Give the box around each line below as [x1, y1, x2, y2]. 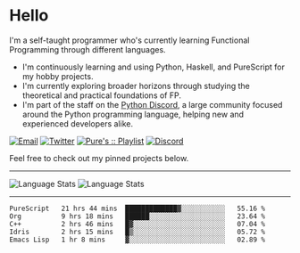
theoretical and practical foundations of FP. [21, 90, 181, 101]
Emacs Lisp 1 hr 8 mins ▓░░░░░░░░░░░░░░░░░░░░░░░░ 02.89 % [9, 235, 266, 244]
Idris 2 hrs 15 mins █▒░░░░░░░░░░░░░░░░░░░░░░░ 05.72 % [9, 227, 266, 236]
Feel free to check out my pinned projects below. [9, 152, 189, 163]
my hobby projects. [21, 70, 94, 81]
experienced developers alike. [21, 118, 134, 129]
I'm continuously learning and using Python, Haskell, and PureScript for [21, 61, 286, 72]
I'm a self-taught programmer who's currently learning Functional [9, 35, 250, 45]
